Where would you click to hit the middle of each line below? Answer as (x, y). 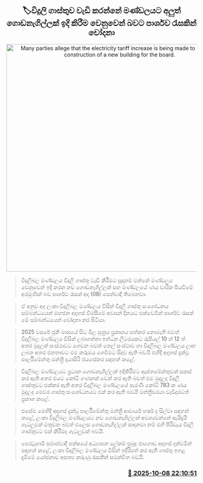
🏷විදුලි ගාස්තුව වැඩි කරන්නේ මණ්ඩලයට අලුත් (101, 11)
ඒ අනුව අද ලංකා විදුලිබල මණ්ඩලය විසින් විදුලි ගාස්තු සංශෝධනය (95, 306)
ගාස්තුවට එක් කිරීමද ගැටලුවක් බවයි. (63, 431)
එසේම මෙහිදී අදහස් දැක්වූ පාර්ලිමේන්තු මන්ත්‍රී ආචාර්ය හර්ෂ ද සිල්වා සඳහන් (105, 410)
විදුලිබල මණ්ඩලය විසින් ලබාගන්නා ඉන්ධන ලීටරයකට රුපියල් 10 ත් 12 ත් (103, 339)
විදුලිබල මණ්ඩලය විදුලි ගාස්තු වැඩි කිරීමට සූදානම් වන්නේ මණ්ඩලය (97, 280)
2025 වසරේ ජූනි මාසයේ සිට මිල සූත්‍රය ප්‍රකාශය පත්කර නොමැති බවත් (100, 332)
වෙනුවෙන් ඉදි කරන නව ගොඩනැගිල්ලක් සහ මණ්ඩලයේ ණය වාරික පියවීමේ (107, 287)
